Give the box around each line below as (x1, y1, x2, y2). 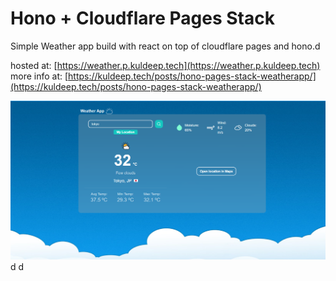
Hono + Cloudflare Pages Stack (10, 7, 275, 30)
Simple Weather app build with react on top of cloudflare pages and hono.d (10, 40, 321, 52)
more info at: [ (10, 70, 69, 82)
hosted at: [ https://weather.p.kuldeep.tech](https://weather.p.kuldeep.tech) (10, 59, 321, 71)
